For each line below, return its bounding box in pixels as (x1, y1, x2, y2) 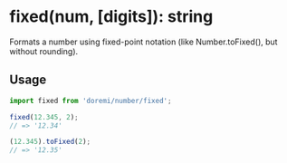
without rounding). (9, 45, 79, 56)
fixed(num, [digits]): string (9, 6, 214, 27)
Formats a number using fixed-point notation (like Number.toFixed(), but (9, 36, 278, 47)
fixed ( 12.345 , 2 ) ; (9, 112, 79, 121)
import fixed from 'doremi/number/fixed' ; (9, 96, 172, 105)
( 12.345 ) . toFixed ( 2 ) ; (9, 138, 91, 147)
